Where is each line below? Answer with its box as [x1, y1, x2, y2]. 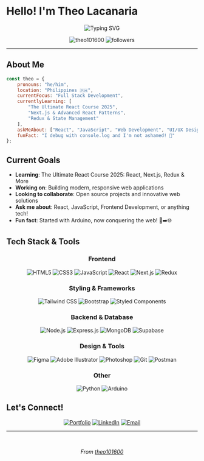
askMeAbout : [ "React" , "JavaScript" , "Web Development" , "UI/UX [17, 127, 183, 133]
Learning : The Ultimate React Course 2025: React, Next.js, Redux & [15, 171, 185, 178]
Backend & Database [70, 312, 134, 321]
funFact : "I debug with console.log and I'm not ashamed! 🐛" [17, 132, 175, 138]
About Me [6, 60, 44, 70]
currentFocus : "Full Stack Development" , [17, 93, 123, 99]
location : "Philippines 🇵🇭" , [17, 87, 93, 93]
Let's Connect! [6, 403, 64, 413]
